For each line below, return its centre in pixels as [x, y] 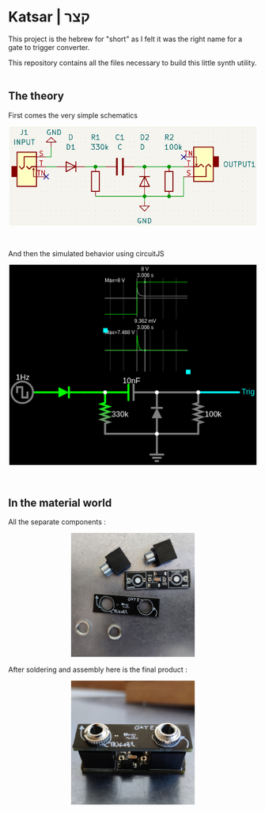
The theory [36, 96]
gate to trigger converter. [49, 47]
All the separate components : [57, 522]
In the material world [60, 502]
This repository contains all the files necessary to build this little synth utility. [132, 63]
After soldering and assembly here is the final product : [98, 669]
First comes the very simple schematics [73, 115]
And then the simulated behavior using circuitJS [86, 254]
